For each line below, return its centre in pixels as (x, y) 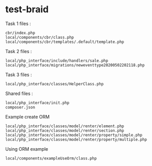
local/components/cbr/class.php (40, 37)
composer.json (20, 107)
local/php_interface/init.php (37, 103)
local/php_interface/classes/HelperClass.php (54, 84)
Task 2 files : (19, 51)
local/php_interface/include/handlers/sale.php (57, 61)
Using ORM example (27, 149)
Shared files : (19, 93)
